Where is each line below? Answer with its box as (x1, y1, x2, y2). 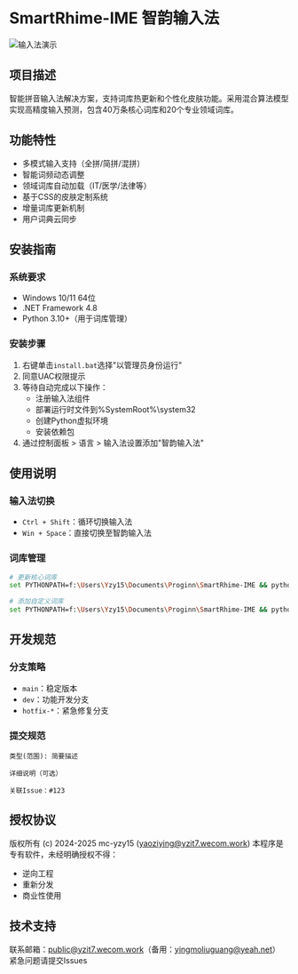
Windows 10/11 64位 (21, 292, 96, 303)
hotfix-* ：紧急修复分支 (21, 705, 109, 715)
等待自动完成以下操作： (21, 381, 108, 392)
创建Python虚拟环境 (35, 415, 109, 426)
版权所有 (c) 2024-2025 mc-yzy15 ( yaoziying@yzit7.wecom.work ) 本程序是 (9, 837, 284, 849)
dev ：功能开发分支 (21, 694, 90, 705)
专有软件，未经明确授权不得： (9, 849, 118, 859)
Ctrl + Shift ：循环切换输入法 (21, 516, 133, 527)
